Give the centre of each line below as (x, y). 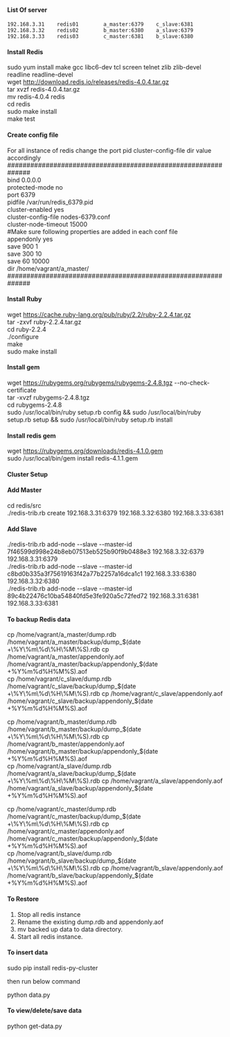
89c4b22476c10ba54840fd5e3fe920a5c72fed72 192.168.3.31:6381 (103, 596)
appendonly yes (30, 239)
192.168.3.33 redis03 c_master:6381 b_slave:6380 (100, 37)
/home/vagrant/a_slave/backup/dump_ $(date (72, 774)
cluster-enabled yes (36, 209)
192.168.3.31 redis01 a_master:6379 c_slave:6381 (100, 24)
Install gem (24, 367)
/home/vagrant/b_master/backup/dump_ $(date (74, 729)
